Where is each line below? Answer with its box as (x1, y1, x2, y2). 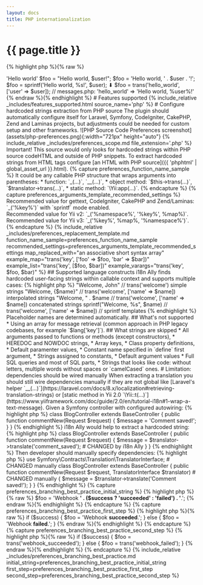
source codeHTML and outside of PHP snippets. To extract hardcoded (6, 152, 182, 160)
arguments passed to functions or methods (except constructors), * (6, 333, 176, 340)
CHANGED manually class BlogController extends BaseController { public (6, 462, 189, 470)
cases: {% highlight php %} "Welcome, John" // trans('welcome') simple (6, 281, 187, 289)
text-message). (6, 404, 44, 411)
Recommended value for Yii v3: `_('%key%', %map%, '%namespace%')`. (6, 217, 189, 224)
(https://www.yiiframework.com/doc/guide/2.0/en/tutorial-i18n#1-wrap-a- (6, 398, 191, 405)
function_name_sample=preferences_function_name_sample (6, 236, 158, 244)
